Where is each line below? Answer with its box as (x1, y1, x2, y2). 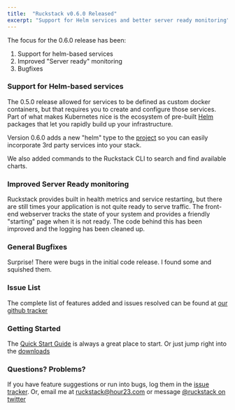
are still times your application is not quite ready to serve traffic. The (7, 203, 204, 211)
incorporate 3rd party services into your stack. (7, 140, 142, 149)
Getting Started (7, 323, 61, 333)
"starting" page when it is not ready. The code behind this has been (7, 217, 203, 226)
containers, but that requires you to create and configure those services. (7, 105, 217, 113)
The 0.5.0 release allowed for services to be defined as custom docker (7, 97, 211, 105)
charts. (7, 161, 28, 170)
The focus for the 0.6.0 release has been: (7, 36, 127, 44)
